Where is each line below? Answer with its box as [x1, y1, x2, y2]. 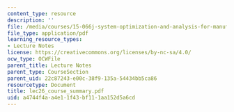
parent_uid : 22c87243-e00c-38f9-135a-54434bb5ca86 [7, 74, 157, 82]
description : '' [7, 17, 54, 24]
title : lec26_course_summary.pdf [7, 88, 104, 95]
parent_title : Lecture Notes [7, 62, 92, 69]
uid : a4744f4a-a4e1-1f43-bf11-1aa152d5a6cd [7, 95, 136, 102]
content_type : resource [7, 10, 77, 17]
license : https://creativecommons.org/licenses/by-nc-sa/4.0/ [7, 49, 192, 56]
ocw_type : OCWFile [7, 56, 61, 63]
